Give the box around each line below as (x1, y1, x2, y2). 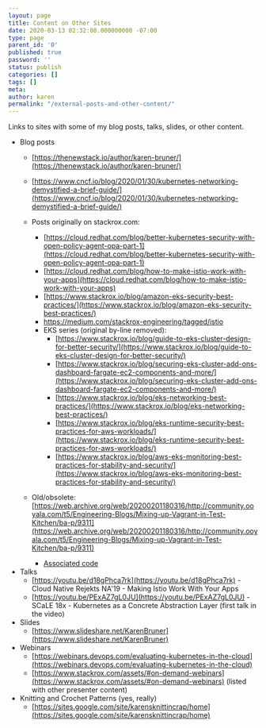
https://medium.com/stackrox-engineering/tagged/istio (43, 317, 224, 326)
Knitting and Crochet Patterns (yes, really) (19, 694, 157, 703)
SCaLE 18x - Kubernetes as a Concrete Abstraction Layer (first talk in (31, 601, 257, 611)
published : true (8, 48, 62, 56)
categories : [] (8, 71, 59, 79)
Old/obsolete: (31, 493, 77, 503)
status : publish (8, 64, 62, 71)
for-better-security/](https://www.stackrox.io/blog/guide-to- (55, 342, 252, 352)
